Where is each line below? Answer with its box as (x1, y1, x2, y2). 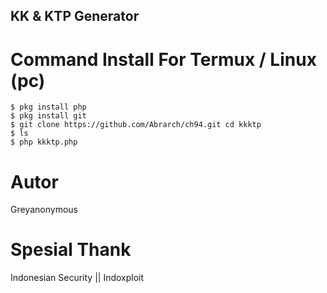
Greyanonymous (10, 204, 78, 216)
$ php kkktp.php (10, 137, 78, 148)
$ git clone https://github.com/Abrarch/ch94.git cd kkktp (10, 120, 262, 130)
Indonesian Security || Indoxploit (10, 272, 145, 284)
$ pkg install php (10, 102, 87, 113)
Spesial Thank (10, 239, 132, 261)
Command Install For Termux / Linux (10, 48, 317, 71)
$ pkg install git (10, 111, 87, 121)
